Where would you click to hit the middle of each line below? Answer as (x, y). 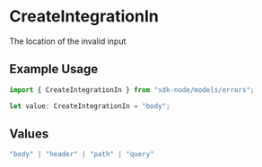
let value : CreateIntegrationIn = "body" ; (90, 106)
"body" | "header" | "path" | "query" (82, 154)
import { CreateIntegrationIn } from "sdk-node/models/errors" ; (132, 90)
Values (29, 134)
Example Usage (54, 69)
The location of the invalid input (68, 41)
